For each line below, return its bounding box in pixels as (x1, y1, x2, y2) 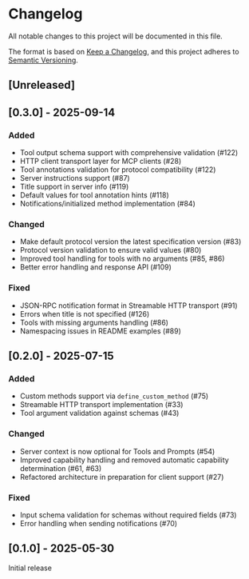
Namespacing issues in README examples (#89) (19, 325, 181, 336)
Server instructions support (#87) (19, 174, 130, 183)
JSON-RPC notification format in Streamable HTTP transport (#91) (19, 301, 238, 310)
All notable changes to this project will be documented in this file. (8, 31, 223, 41)
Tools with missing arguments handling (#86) (19, 317, 169, 327)
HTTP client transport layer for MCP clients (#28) (19, 157, 182, 166)
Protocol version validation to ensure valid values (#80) (19, 246, 202, 255)
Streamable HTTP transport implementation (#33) (19, 400, 184, 409)
